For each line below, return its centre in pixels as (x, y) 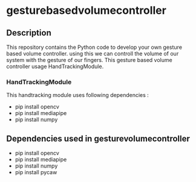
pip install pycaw (36, 172)
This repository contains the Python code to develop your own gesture (94, 47)
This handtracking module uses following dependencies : (78, 95)
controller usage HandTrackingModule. (55, 66)
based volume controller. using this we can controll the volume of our (93, 54)
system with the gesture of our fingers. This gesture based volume (89, 60)
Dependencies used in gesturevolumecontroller (98, 138)
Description (29, 33)
